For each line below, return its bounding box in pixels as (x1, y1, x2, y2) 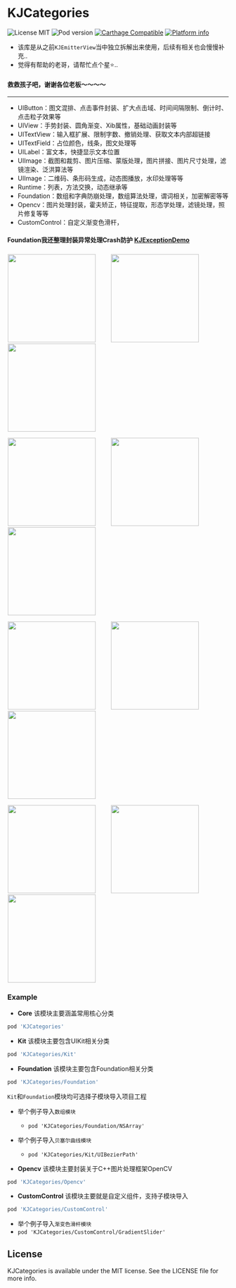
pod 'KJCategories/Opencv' (7, 1178, 86, 1185)
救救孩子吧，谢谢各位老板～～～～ (7, 80, 106, 89)
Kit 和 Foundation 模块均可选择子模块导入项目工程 (7, 1092, 147, 1101)
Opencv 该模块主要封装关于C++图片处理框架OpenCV (17, 1164, 173, 1172)
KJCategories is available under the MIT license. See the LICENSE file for (7, 1267, 219, 1275)
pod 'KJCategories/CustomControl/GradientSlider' (17, 1229, 166, 1236)
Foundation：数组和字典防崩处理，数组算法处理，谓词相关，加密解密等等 (17, 192, 229, 200)
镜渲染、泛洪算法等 (17, 166, 74, 174)
